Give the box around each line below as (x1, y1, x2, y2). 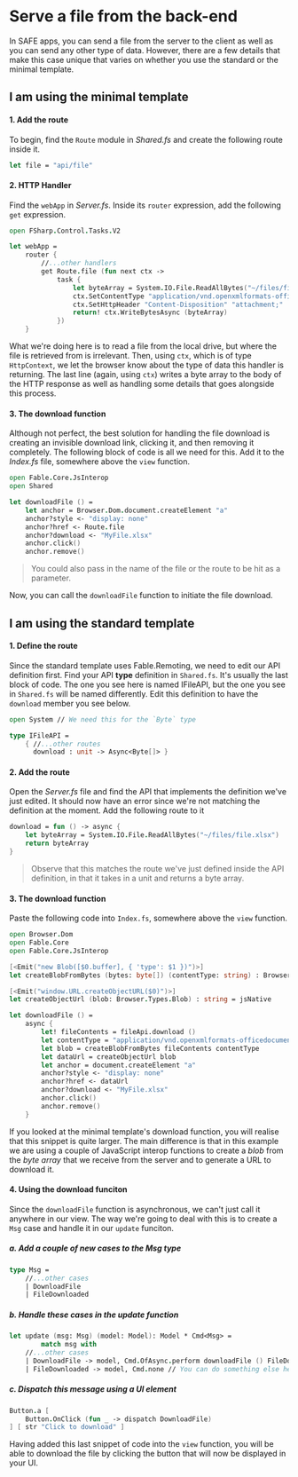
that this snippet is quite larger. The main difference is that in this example (9, 1135, 279, 1146)
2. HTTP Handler (9, 180, 72, 190)
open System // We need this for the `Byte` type (9, 715, 197, 724)
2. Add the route (9, 766, 70, 778)
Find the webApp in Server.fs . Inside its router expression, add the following (9, 200, 282, 210)
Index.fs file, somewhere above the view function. (9, 456, 191, 467)
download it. (9, 1164, 55, 1174)
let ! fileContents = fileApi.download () (41, 1028, 197, 1037)
